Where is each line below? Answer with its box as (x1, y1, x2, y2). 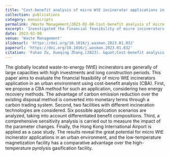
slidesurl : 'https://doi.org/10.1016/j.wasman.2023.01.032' (5, 41, 135, 46)
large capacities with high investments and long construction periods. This (5, 69, 161, 75)
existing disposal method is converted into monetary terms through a (5, 96, 150, 102)
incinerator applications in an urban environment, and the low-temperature (5, 134, 161, 140)
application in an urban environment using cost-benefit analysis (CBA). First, (5, 80, 165, 86)
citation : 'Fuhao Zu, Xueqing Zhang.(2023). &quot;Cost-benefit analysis (5, 50, 165, 55)
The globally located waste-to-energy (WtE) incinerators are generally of (5, 64, 158, 70)
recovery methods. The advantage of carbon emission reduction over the (5, 91, 159, 97)
